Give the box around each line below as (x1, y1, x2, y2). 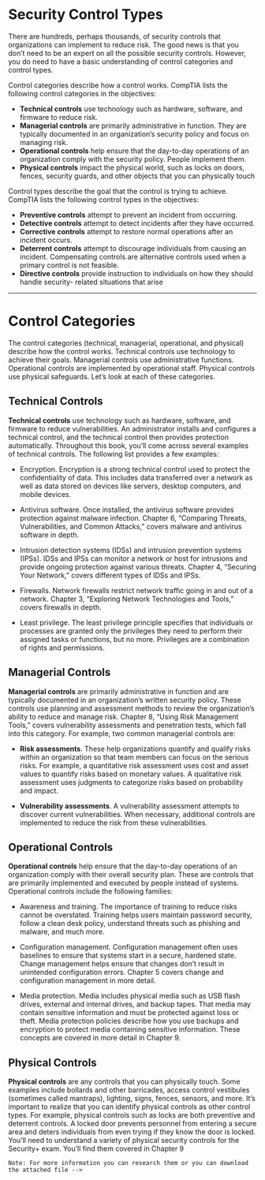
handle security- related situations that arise (19, 277, 163, 286)
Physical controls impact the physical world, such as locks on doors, (19, 162, 245, 172)
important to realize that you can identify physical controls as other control (8, 1102, 251, 1111)
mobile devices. (19, 489, 72, 499)
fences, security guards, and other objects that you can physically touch (19, 171, 256, 181)
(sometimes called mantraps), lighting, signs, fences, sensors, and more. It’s (8, 1094, 256, 1103)
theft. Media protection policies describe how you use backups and (19, 1016, 239, 1026)
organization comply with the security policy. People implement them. (19, 154, 247, 163)
